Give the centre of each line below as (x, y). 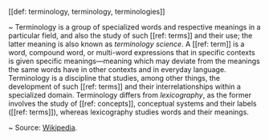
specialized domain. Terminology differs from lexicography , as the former (130, 95)
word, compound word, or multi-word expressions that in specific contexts (132, 52)
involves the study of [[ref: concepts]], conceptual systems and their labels (132, 104)
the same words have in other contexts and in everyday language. (117, 70)
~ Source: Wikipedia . (43, 128)
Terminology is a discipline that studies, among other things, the (114, 78)
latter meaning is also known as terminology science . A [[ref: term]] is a (126, 44)
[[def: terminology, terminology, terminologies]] (87, 12)
